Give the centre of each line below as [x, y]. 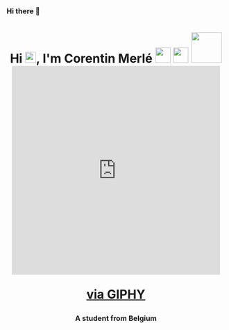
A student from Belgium [116, 318]
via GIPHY [116, 294]
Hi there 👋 [24, 11]
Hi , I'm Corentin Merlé [81, 59]
